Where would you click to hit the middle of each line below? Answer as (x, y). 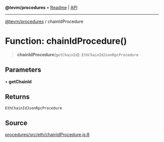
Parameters (23, 70)
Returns (18, 97)
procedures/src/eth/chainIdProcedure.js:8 (47, 135)
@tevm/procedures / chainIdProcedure (44, 21)
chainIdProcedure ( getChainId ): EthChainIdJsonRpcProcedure (78, 54)
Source (16, 123)
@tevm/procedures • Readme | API (41, 8)
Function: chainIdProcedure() (66, 41)
